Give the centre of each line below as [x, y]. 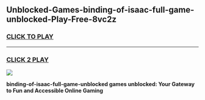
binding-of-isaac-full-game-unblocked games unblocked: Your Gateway [101, 84]
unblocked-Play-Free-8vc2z [62, 20]
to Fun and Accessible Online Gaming [55, 90]
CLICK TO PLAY [30, 37]
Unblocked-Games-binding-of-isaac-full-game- [100, 10]
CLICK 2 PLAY [27, 59]
